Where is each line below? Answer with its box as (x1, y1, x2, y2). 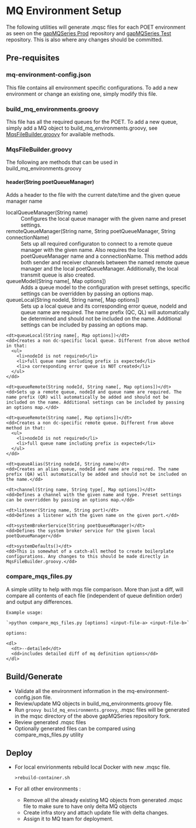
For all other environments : (14, 785, 81, 792)
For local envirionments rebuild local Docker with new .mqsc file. (14, 763, 171, 770)
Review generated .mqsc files (14, 718, 87, 726)
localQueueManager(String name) (6, 209, 88, 216)
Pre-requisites (6, 53, 60, 63)
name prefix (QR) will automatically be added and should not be (6, 395, 169, 400)
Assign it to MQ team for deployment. (23, 815, 114, 823)
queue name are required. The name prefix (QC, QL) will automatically (20, 309, 190, 316)
